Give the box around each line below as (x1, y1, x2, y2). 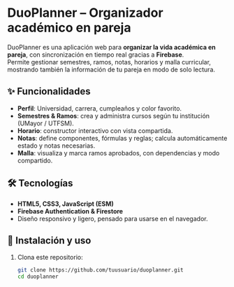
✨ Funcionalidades (7, 85, 91, 97)
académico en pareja (7, 20, 131, 36)
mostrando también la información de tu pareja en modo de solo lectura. (7, 65, 215, 73)
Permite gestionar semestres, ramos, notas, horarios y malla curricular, (7, 57, 212, 66)
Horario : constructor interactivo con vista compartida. (17, 126, 173, 134)
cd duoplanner (17, 273, 59, 281)
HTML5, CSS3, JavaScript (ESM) (17, 199, 114, 208)
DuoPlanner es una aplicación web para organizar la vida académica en (7, 43, 216, 51)
